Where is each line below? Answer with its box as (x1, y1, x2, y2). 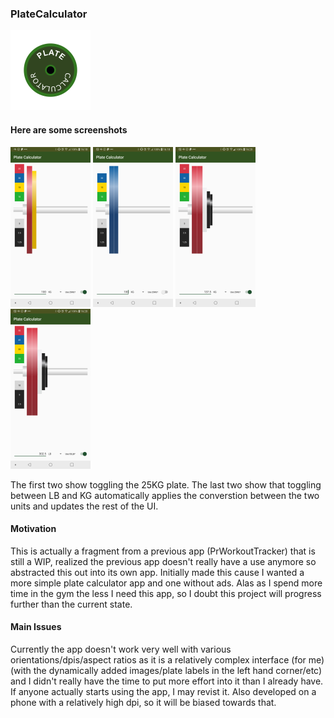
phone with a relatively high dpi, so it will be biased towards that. (10, 696, 277, 708)
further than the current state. (10, 598, 133, 610)
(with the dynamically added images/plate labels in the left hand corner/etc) (10, 664, 323, 676)
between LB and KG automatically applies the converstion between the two (10, 489, 320, 501)
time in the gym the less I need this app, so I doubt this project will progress (10, 587, 322, 599)
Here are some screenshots (10, 123, 128, 136)
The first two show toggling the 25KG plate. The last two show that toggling (10, 478, 322, 491)
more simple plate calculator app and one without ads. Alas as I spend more (10, 577, 323, 589)
